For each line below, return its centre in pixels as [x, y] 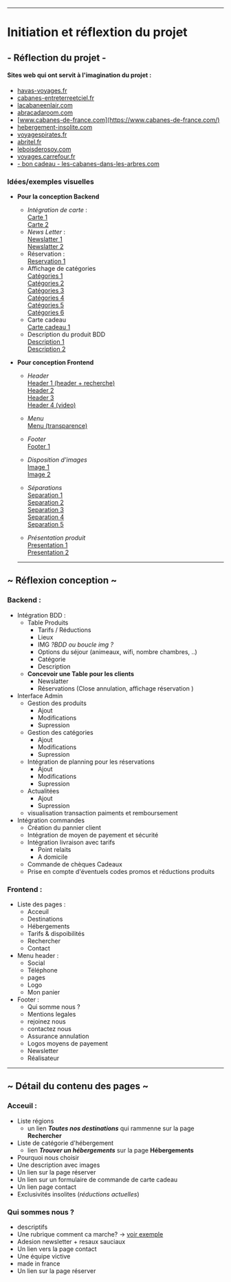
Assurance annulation [58, 1036]
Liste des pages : [41, 904]
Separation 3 [45, 510]
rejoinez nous [47, 1021]
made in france [38, 1264]
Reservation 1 [46, 261]
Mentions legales [52, 1015]
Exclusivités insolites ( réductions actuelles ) [78, 1194]
